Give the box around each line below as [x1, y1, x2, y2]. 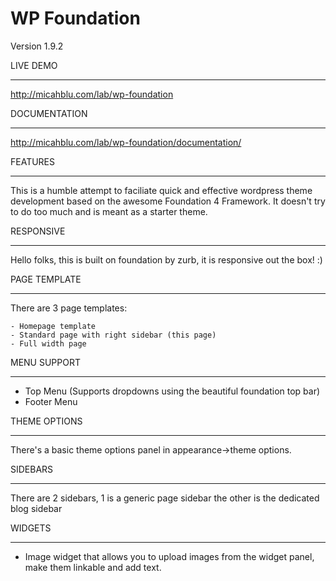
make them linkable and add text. [24, 561, 162, 573]
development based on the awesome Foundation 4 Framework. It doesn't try [10, 195, 326, 207]
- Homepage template [10, 321, 97, 331]
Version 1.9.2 [10, 40, 64, 52]
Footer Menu [24, 395, 78, 407]
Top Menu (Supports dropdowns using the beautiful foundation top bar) [24, 385, 321, 397]
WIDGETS [10, 522, 52, 534]
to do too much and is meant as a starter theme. [10, 205, 208, 217]
